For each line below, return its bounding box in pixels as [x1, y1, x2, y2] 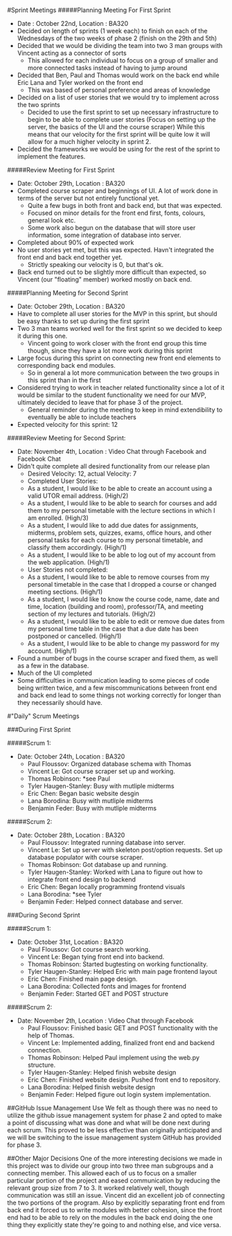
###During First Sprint [7, 726, 71, 733]
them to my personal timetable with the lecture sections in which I [27, 507, 216, 514]
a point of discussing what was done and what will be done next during [7, 1119, 211, 1127]
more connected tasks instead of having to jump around [27, 64, 188, 72]
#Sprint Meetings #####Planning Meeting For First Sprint [7, 6, 171, 14]
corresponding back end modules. [17, 361, 116, 369]
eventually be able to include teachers [27, 413, 136, 421]
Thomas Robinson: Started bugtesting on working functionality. [27, 960, 208, 968]
